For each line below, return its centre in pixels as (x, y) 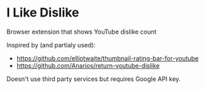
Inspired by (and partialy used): (51, 45)
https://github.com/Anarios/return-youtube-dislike (88, 65)
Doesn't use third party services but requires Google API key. (94, 79)
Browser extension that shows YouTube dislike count (82, 32)
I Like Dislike (43, 13)
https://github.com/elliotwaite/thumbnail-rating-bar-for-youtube (107, 58)
